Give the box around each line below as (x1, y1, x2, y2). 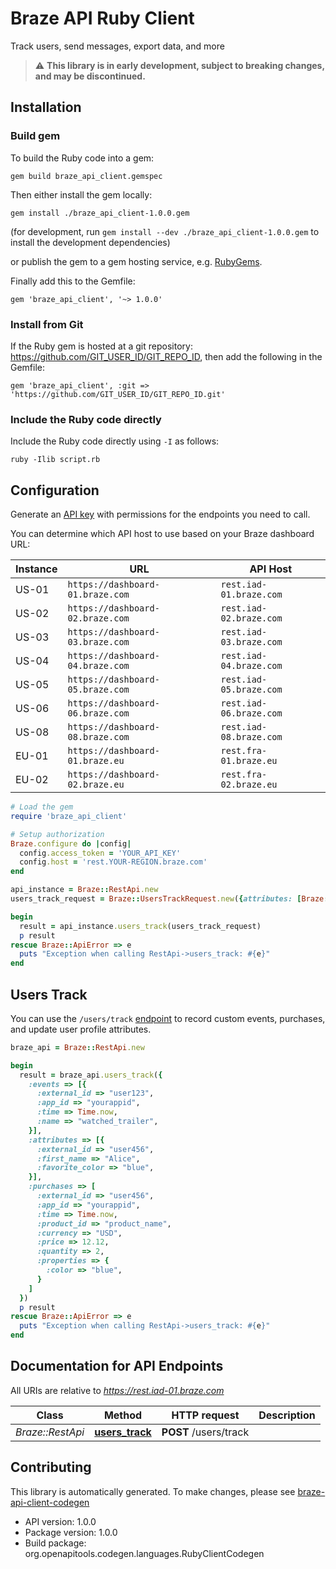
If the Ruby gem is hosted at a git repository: (10, 340, 193, 352)
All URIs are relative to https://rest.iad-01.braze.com (10, 1384, 225, 1396)
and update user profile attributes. (10, 1023, 152, 1035)
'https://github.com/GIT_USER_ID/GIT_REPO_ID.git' (10, 389, 226, 399)
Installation (10, 99, 82, 116)
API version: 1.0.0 (24, 1515, 97, 1527)
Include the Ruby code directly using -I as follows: (10, 435, 220, 447)
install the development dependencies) (10, 236, 171, 248)
